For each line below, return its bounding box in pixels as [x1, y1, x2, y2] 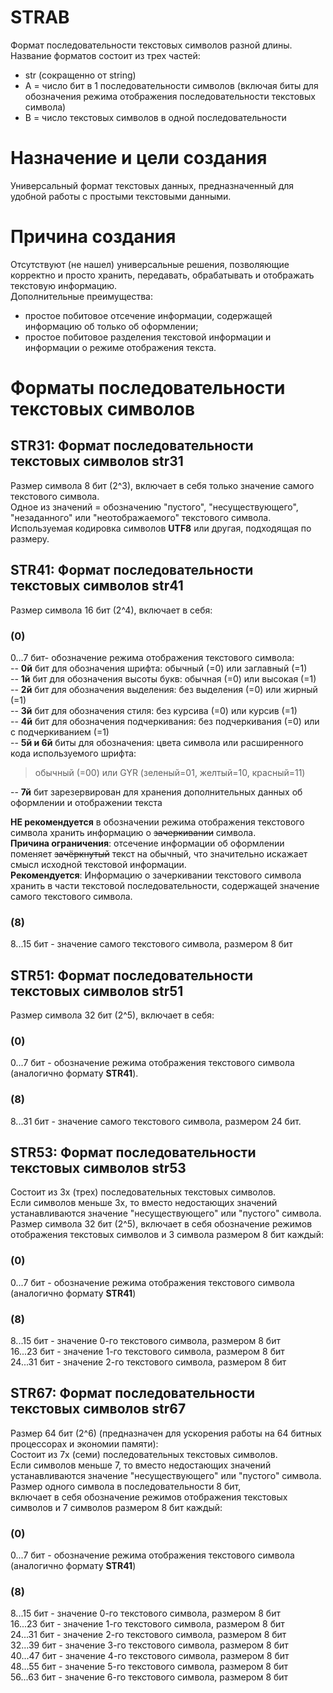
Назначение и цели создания [10, 147, 268, 170]
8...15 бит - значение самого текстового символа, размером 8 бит [10, 938, 293, 950]
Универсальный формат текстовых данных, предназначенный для [10, 179, 295, 191]
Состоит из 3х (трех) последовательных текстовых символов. [10, 1186, 277, 1198]
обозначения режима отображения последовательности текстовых [24, 90, 316, 102]
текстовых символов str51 [10, 982, 184, 1000]
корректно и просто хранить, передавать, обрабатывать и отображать [10, 269, 315, 281]
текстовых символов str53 [10, 1160, 187, 1177]
